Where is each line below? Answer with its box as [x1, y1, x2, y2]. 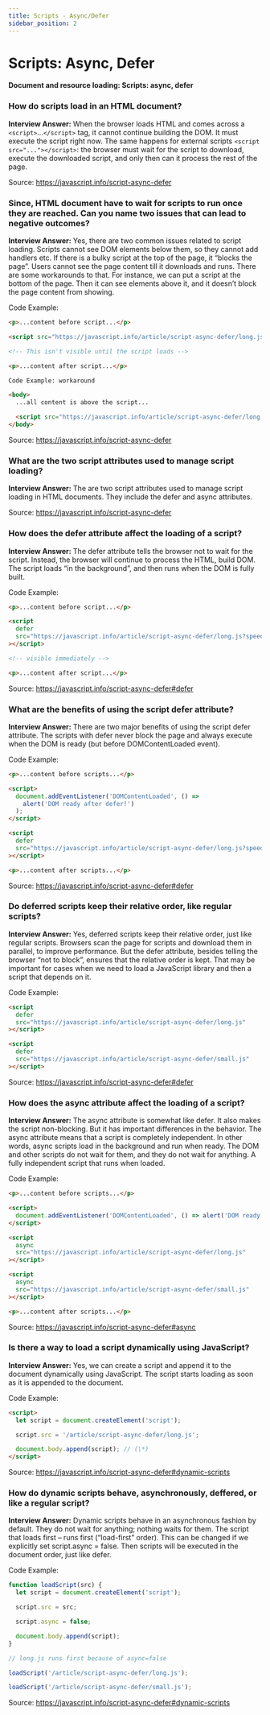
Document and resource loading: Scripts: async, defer [8, 81, 194, 90]
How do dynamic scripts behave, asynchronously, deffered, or [8, 1487, 257, 1498]
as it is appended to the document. [8, 1378, 124, 1387]
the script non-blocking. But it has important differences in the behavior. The [8, 1124, 262, 1134]
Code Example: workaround [8, 376, 95, 385]
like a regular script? [8, 1498, 90, 1509]
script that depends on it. [8, 972, 92, 981]
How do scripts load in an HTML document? [8, 101, 182, 112]
